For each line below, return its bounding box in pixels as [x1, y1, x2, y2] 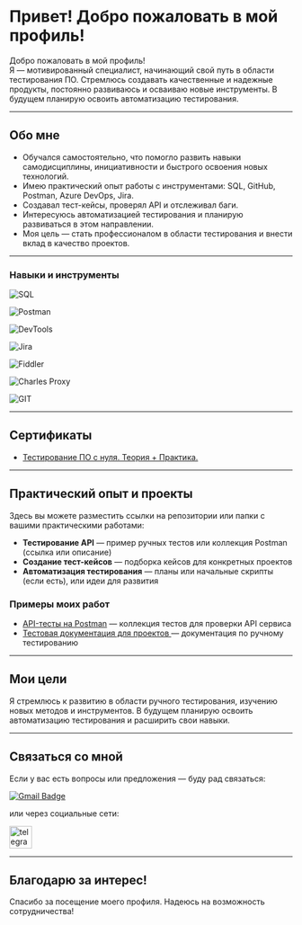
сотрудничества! [9, 906, 75, 917]
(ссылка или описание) [22, 547, 112, 557]
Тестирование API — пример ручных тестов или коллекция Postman [22, 537, 288, 547]
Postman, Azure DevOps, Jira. [22, 190, 135, 200]
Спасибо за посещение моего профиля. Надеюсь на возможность [9, 896, 265, 907]
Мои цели [9, 672, 67, 687]
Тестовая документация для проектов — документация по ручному [22, 627, 284, 638]
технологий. [22, 171, 69, 182]
